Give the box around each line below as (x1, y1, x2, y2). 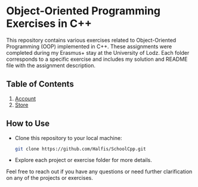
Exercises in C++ (6, 17, 92, 30)
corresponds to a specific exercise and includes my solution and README (6, 55, 188, 63)
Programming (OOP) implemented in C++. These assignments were (6, 43, 172, 50)
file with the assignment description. (6, 61, 95, 69)
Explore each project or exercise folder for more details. (14, 157, 152, 164)
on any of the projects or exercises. (6, 174, 94, 182)
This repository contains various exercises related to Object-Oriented (6, 36, 177, 43)
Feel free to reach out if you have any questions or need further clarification (6, 168, 193, 175)
